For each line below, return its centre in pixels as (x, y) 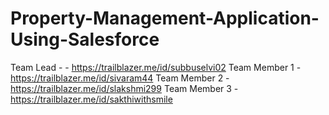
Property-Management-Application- (165, 18)
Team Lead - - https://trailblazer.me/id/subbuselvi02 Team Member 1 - (156, 67)
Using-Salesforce (85, 39)
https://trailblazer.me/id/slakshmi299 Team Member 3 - (124, 88)
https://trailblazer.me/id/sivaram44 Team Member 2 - (120, 78)
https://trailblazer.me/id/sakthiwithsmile (91, 99)
